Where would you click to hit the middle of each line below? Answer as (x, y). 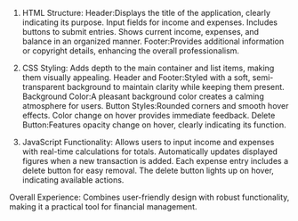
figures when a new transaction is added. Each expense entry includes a (155, 161)
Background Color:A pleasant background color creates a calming (143, 96)
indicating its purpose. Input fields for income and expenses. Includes (150, 22)
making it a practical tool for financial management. (103, 207)
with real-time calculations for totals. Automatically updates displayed (150, 151)
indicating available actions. (73, 180)
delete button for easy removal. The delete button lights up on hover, (148, 170)
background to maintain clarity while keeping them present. (175, 87)
